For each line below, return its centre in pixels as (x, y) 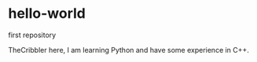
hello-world (47, 14)
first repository (32, 35)
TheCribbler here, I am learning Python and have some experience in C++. (129, 50)
